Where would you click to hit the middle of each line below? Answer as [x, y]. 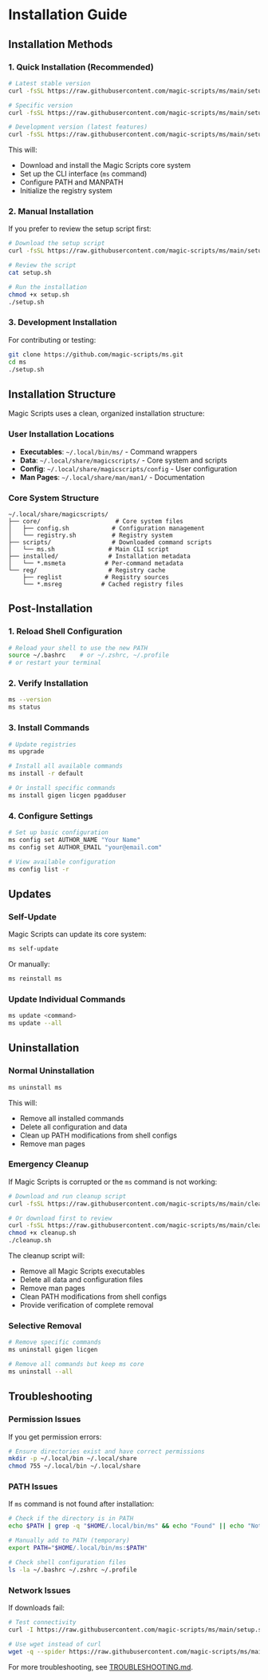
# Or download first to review [60, 1218]
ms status [25, 707]
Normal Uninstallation [51, 1070]
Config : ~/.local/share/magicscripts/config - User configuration [128, 468]
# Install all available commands [66, 766]
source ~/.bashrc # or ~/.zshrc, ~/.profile [89, 655]
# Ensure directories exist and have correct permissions [106, 1452]
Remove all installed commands [72, 1118]
